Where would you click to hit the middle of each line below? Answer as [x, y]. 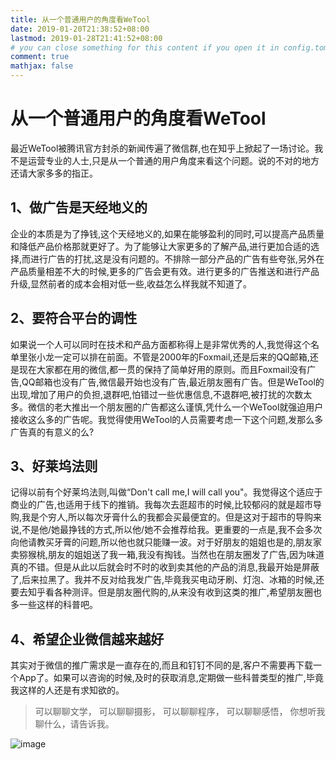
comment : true [40, 57]
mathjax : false [42, 66]
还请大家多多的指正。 [54, 173]
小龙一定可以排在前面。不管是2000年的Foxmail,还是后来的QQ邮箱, [173, 357]
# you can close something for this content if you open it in [145, 47]
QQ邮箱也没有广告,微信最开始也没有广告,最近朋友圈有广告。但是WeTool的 [173, 382]
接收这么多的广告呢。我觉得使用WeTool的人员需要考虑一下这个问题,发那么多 [167, 419]
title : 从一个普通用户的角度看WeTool [80, 19]
